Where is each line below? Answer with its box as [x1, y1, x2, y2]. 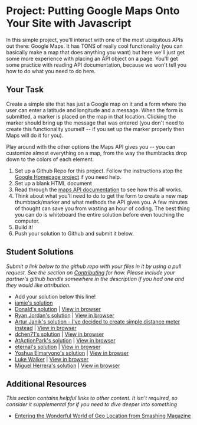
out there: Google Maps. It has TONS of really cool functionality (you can [6, 42, 183, 50]
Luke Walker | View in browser [14, 355, 89, 362]
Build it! [14, 223, 34, 231]
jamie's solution [14, 299, 53, 306]
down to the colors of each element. [6, 155, 94, 163]
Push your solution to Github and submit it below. [14, 230, 134, 237]
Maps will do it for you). [6, 132, 64, 139]
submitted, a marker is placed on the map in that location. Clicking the [6, 113, 176, 120]
